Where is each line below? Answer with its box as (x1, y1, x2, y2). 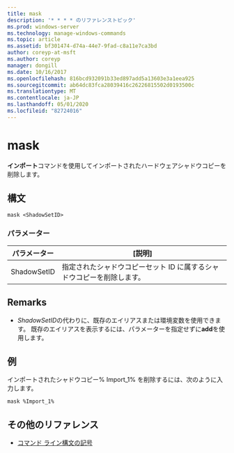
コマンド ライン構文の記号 (17, 438, 93, 447)
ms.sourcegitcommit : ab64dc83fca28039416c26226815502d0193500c (7, 82, 195, 89)
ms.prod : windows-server (7, 23, 79, 30)
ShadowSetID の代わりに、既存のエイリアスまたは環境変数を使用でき (17, 316, 215, 324)
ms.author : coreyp (7, 56, 61, 63)
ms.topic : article (7, 36, 61, 43)
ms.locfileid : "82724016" (7, 107, 82, 114)
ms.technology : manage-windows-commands (7, 29, 127, 37)
